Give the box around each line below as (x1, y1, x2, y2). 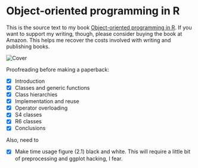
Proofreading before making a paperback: (6, 66, 109, 73)
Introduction (14, 77, 45, 85)
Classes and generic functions (14, 85, 90, 91)
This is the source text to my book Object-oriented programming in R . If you (6, 24, 192, 31)
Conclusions (14, 125, 46, 132)
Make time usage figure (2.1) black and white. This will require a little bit (14, 148, 191, 155)
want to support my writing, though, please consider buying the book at (6, 30, 182, 37)
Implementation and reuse (14, 98, 79, 105)
